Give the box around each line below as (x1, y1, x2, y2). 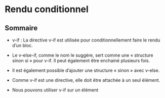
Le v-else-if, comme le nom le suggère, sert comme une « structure (12, 52, 153, 58)
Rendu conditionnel (5, 4, 89, 15)
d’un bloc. (12, 42, 33, 48)
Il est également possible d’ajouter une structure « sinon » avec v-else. (12, 67, 160, 73)
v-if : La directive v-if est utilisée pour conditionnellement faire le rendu (12, 37, 160, 43)
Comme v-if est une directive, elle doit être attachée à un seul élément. (12, 77, 160, 83)
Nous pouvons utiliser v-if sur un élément (12, 87, 99, 93)
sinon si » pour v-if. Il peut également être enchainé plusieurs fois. (12, 58, 150, 64)
